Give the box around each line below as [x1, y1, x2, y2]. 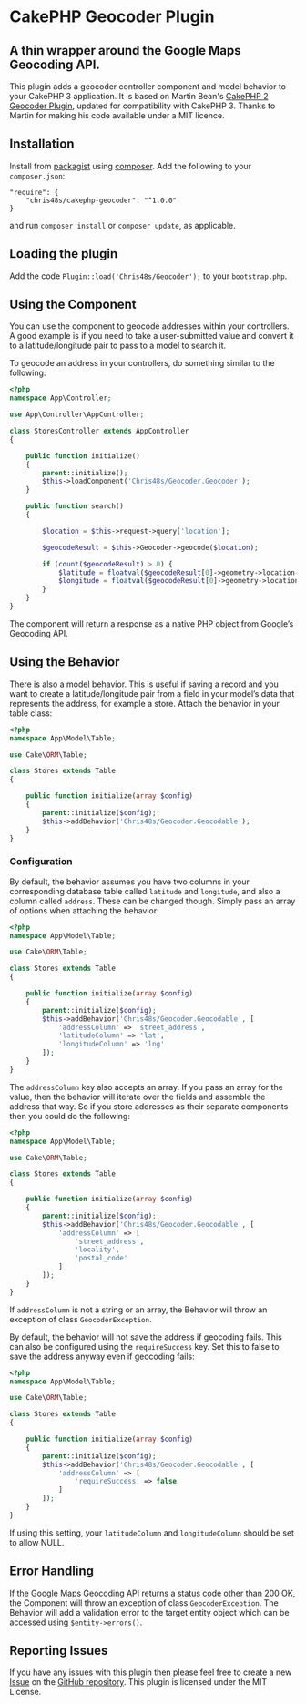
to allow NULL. [9, 1536, 65, 1547]
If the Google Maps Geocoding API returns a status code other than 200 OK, [9, 1587, 296, 1598]
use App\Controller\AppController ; [9, 410, 145, 420]
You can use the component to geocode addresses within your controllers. [9, 321, 290, 332]
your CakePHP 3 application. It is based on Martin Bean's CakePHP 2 [9, 91, 269, 101]
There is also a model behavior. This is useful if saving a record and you [9, 679, 280, 689]
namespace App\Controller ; [9, 393, 112, 403]
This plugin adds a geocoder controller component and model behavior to [9, 81, 287, 92]
